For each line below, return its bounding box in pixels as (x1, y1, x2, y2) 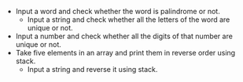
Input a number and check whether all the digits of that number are (15, 31, 234, 41)
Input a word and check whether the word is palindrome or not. (15, 7, 220, 16)
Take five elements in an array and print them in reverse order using (15, 48, 236, 57)
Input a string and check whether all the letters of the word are (27, 15, 230, 24)
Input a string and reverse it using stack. (27, 65, 158, 73)
